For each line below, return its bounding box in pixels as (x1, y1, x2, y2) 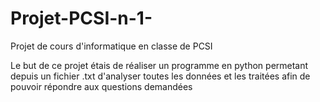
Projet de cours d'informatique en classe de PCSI (10, 40, 213, 52)
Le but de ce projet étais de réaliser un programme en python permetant (10, 59, 309, 71)
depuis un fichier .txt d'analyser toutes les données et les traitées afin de (10, 70, 311, 82)
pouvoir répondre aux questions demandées (10, 80, 193, 92)
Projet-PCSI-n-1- (10, 7, 153, 30)
